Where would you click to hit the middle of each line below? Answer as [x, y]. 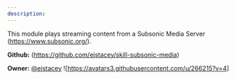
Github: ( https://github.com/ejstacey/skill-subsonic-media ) [94, 55]
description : [26, 14]
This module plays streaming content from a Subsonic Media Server [106, 34]
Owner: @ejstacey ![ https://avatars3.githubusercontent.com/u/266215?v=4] [118, 68]
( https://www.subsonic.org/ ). [49, 41]
